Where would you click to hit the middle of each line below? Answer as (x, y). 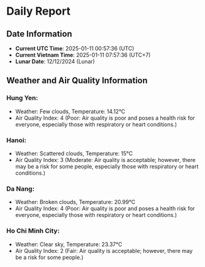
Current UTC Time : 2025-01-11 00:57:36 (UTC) (75, 48)
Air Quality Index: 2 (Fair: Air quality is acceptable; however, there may (104, 251)
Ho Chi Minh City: (33, 231)
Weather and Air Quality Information (77, 81)
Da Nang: (20, 189)
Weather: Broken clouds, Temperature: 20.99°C (75, 202)
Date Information (39, 34)
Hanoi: (16, 140)
